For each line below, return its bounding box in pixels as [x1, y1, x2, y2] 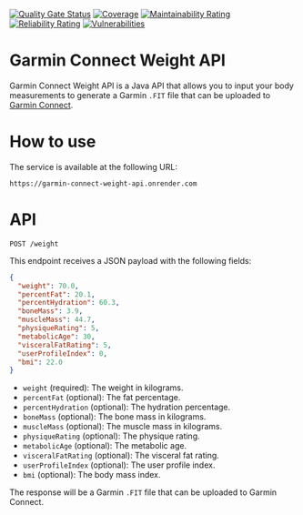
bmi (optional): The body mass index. [22, 470, 161, 480]
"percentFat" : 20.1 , [17, 289, 96, 299]
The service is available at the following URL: [9, 161, 177, 172]
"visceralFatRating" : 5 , [17, 340, 112, 349]
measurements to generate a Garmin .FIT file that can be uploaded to [9, 89, 271, 100]
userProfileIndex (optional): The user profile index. [22, 459, 216, 470]
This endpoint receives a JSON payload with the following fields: [9, 255, 252, 266]
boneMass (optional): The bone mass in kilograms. [22, 411, 207, 422]
